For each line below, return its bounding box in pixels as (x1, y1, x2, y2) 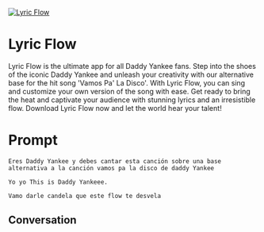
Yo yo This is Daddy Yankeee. (8, 178, 109, 186)
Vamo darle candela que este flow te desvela (8, 192, 161, 200)
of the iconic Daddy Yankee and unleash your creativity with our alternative (8, 70, 254, 79)
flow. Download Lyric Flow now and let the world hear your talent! (8, 103, 222, 112)
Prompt (8, 131, 58, 150)
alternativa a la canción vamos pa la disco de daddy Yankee (8, 164, 215, 172)
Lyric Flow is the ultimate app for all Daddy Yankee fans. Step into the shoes (8, 61, 256, 70)
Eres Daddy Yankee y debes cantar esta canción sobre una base (8, 157, 222, 165)
